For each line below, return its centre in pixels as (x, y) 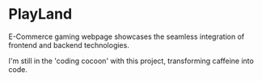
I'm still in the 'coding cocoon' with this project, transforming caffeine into (131, 61)
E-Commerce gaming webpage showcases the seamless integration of (127, 36)
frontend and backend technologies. (69, 45)
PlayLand (40, 14)
